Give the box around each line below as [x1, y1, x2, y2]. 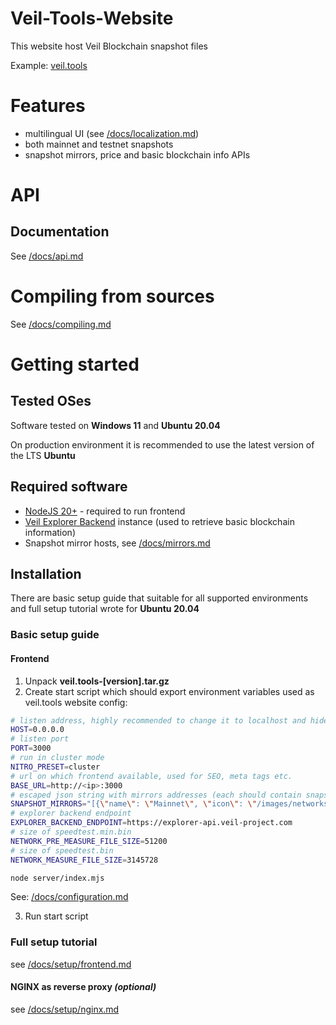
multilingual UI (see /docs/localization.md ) [24, 127, 200, 139]
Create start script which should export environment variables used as [24, 685, 315, 697]
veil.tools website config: [24, 696, 128, 708]
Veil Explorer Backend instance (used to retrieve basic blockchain [24, 515, 295, 527]
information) [24, 526, 76, 538]
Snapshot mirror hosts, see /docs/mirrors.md [24, 537, 211, 549]
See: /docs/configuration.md [10, 891, 129, 903]
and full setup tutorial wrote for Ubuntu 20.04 [10, 603, 200, 615]
